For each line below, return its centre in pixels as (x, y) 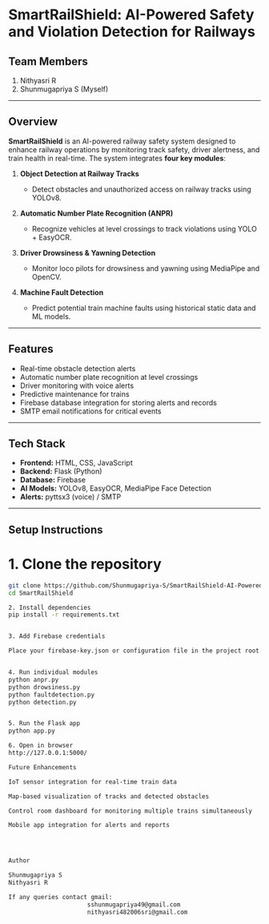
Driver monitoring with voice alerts (77, 385)
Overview (33, 122)
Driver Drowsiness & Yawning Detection (88, 252)
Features (31, 349)
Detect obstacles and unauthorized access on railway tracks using (142, 189)
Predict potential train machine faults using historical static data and (144, 308)
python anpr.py (34, 680)
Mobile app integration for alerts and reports (89, 825)
